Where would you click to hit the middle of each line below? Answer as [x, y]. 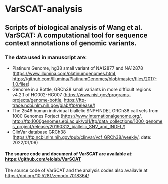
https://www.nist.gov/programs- [98, 95]
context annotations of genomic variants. [71, 43]
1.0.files [20, 84]
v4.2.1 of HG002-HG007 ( [39, 95]
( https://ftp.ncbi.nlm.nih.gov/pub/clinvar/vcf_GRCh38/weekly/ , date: [82, 137]
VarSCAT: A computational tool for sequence [76, 35]
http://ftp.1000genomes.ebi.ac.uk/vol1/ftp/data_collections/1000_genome [87, 121]
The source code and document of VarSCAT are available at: [69, 154]
